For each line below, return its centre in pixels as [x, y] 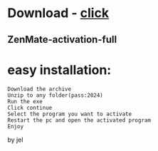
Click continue [30, 108]
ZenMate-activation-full [62, 40]
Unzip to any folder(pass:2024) [55, 95]
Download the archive [39, 89]
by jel [15, 140]
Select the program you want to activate [70, 114]
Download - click [58, 13]
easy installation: [59, 70]
